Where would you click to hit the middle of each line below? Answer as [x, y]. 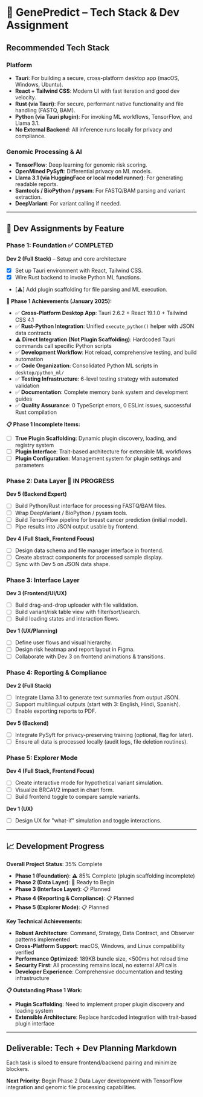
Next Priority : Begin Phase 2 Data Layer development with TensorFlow [94, 1081]
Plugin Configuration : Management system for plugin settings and [98, 458]
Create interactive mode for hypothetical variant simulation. [89, 783]
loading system [34, 1010]
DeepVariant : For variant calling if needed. [68, 204]
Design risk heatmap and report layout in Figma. [75, 649]
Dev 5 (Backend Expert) [37, 494]
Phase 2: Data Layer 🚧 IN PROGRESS [60, 481]
